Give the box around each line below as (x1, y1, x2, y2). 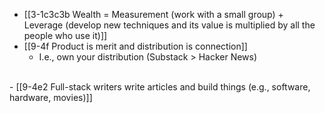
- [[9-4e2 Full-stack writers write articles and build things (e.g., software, (9, 81, 311, 93)
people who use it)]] (23, 30, 108, 41)
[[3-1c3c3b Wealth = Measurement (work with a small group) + (23, 9, 284, 20)
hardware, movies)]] (9, 92, 93, 103)
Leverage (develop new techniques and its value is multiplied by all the (23, 19, 316, 31)
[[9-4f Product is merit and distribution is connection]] (23, 40, 248, 52)
